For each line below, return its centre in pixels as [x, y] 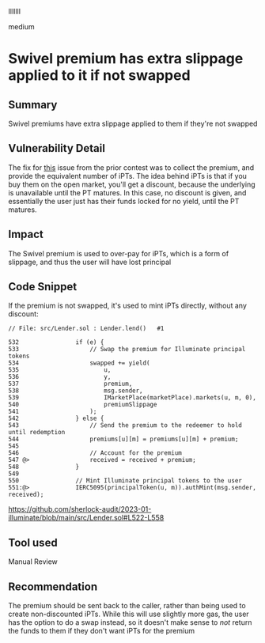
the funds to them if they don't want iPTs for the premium [102, 631]
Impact [26, 235]
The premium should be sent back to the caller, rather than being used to [127, 606]
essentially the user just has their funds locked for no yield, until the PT [124, 201]
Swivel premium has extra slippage [126, 59]
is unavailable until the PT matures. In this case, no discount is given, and [127, 192]
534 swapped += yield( [79, 363]
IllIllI [15, 11]
